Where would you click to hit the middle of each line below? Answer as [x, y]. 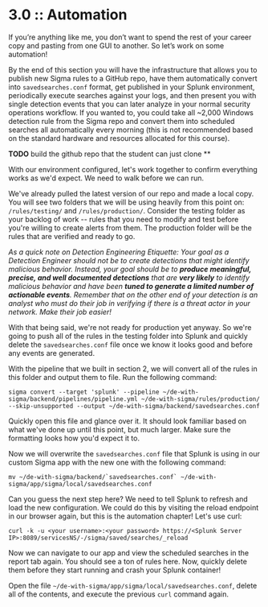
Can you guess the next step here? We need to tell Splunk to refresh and [128, 499]
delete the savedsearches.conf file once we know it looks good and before [130, 345]
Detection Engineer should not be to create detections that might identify [129, 260]
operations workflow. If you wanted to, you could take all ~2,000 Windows [131, 112]
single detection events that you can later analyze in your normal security [130, 104]
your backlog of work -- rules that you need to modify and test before [124, 219]
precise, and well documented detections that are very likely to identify [129, 277]
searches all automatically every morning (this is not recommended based [131, 130]
